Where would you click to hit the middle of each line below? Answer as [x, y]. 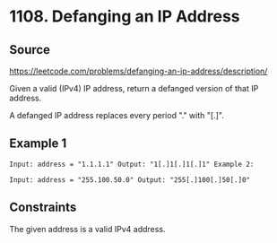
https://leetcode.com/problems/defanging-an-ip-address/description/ [138, 71]
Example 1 [38, 144]
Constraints [43, 208]
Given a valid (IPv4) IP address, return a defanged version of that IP [134, 88]
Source [30, 50]
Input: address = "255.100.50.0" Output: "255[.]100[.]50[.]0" [130, 180]
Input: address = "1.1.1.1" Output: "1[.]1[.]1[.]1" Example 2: [132, 164]
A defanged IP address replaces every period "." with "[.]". [117, 115]
